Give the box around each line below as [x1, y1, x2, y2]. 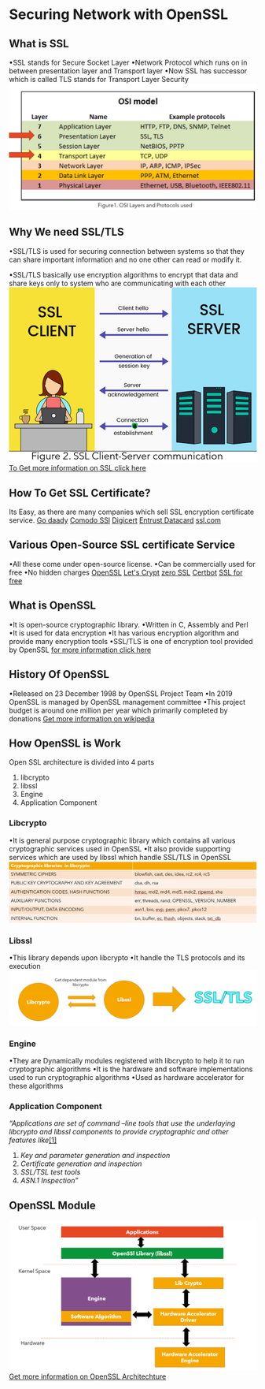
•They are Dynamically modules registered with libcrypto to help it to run [9, 1056, 245, 1065]
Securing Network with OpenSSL [9, 6, 229, 24]
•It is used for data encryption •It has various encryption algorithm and [9, 628, 239, 638]
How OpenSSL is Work [9, 736, 121, 750]
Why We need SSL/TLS [9, 225, 124, 239]
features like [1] [9, 1135, 57, 1145]
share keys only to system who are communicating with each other [9, 278, 226, 288]
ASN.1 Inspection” [20, 1176, 79, 1186]
